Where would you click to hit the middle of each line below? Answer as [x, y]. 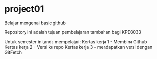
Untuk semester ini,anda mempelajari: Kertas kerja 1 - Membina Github [76, 42]
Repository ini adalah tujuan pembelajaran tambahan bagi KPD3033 [73, 32]
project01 [24, 9]
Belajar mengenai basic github [35, 23]
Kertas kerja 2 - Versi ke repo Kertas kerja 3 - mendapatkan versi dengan [78, 47]
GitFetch [13, 52]
